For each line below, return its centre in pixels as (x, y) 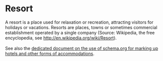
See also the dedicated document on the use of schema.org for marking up (81, 48)
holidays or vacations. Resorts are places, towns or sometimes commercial (81, 27)
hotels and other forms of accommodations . (50, 53)
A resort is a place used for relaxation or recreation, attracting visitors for (79, 22)
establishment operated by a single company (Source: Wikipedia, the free (80, 32)
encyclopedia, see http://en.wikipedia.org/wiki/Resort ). (61, 38)
